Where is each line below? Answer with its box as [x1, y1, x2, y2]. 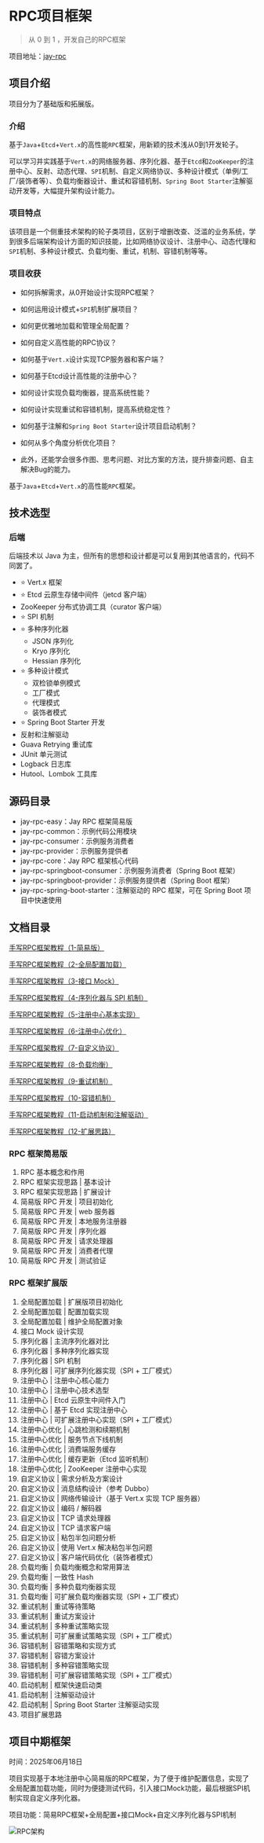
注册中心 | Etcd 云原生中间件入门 [20, 1395, 126, 1404]
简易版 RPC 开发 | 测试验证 [20, 1256, 107, 1265]
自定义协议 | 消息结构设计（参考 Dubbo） [20, 1483, 154, 1493]
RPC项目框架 [9, 7, 92, 25]
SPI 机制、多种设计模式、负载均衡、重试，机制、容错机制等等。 [9, 247, 212, 256]
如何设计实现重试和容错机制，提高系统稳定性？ [20, 404, 172, 413]
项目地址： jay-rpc [9, 51, 67, 61]
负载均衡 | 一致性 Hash [20, 1572, 94, 1581]
